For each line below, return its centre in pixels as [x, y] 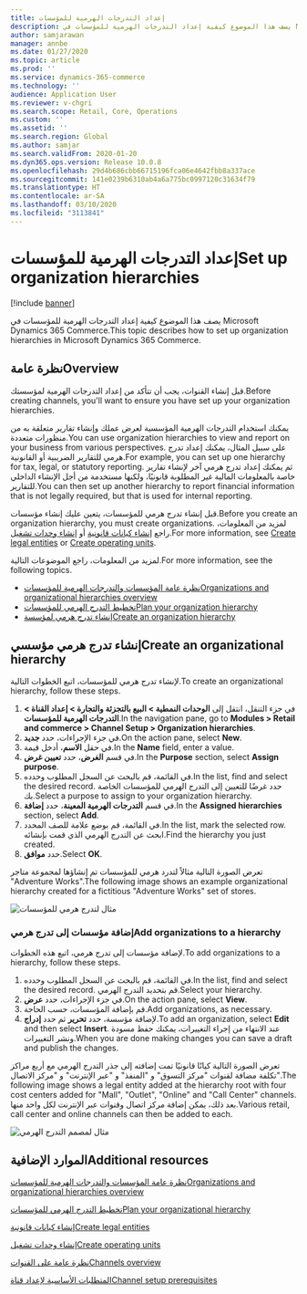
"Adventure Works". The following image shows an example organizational [149, 882]
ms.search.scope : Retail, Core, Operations [94, 111]
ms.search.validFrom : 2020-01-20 [74, 153]
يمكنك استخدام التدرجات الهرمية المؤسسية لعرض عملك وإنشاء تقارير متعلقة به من [150, 428]
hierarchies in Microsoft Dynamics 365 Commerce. [106, 339]
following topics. [41, 569]
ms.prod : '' [33, 69]
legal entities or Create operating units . [83, 542]
